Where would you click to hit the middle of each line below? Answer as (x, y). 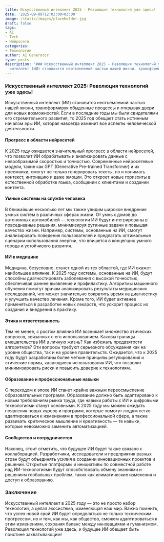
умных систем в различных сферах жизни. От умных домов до (71, 214)
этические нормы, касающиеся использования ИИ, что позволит (73, 363)
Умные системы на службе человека (45, 198)
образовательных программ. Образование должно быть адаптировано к (82, 395)
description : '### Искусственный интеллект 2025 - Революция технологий (81, 64)
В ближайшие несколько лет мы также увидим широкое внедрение (76, 209)
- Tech (12, 37)
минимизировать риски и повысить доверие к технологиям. (68, 368)
